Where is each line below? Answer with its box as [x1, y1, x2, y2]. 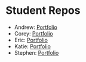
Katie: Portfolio [14, 43, 51, 50]
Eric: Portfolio [14, 36, 48, 43]
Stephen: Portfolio [14, 49, 59, 56]
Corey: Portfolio [14, 29, 53, 37]
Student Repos [5, 4, 81, 17]
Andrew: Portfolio [14, 23, 58, 31]
